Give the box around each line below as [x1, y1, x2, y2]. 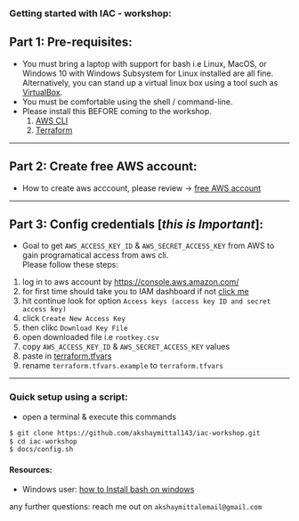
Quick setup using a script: [9, 391, 128, 403]
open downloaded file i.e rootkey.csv [21, 332, 159, 343]
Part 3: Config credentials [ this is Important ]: [9, 217, 264, 232]
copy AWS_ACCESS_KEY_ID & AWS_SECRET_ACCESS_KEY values [21, 342, 230, 352]
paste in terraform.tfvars [21, 351, 112, 361]
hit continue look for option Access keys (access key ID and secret [21, 295, 271, 306]
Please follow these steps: [21, 260, 118, 270]
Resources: [9, 464, 53, 475]
